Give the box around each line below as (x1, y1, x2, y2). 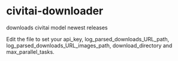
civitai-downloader (6, 4, 104, 18)
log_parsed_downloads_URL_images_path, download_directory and (6, 42, 173, 49)
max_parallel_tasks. (6, 48, 55, 55)
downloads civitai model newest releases (6, 24, 108, 31)
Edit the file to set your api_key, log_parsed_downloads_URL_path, (6, 35, 170, 42)
